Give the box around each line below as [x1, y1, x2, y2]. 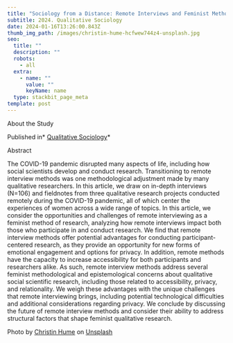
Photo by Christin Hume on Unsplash [7, 327, 113, 336]
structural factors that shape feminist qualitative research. [7, 314, 173, 322]
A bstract [7, 146, 32, 155]
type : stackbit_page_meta [13, 94, 89, 101]
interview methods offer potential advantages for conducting [7, 233, 181, 241]
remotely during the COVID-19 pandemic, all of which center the [7, 196, 191, 204]
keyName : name [25, 87, 67, 94]
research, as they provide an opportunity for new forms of [34, 240, 200, 249]
